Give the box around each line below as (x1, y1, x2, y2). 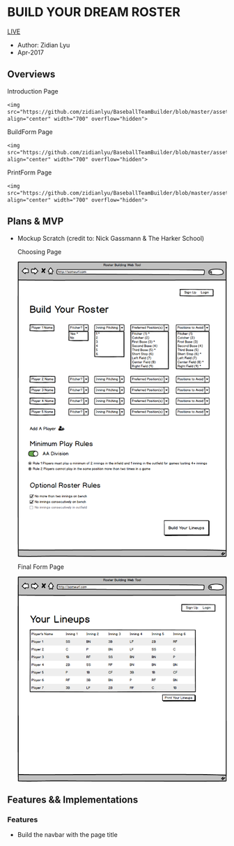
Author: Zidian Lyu (17, 40, 70, 49)
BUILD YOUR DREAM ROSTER (7, 4, 181, 20)
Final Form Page (17, 563, 65, 571)
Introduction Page (7, 87, 59, 95)
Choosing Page (17, 247, 62, 255)
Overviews (7, 68, 56, 80)
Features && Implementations (7, 794, 139, 806)
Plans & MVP (7, 216, 64, 228)
